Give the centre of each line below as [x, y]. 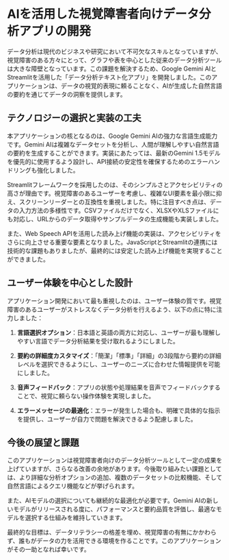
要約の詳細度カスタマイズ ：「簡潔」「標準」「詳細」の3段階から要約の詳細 [119, 355]
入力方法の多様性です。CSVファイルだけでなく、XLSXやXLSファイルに [119, 210]
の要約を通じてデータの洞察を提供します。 [67, 94]
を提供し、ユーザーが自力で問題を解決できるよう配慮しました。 [107, 419]
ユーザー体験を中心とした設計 [70, 283]
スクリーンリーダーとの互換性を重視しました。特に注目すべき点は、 [114, 202]
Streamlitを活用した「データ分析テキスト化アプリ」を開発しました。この [109, 77]
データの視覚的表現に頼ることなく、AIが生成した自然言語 [141, 86]
